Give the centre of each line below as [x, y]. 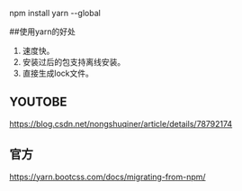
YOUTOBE [38, 102]
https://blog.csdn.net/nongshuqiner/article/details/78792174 [121, 123]
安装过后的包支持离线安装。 [74, 62]
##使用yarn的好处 [43, 32]
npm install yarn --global [55, 13]
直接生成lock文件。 [58, 73]
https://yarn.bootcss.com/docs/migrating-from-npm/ [108, 177]
